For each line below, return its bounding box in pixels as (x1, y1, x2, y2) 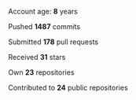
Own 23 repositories (8, 68, 75, 77)
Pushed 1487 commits (8, 22, 81, 31)
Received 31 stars (8, 53, 66, 61)
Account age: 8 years (8, 7, 79, 16)
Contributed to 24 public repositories (8, 83, 128, 92)
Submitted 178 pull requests (8, 37, 99, 46)
